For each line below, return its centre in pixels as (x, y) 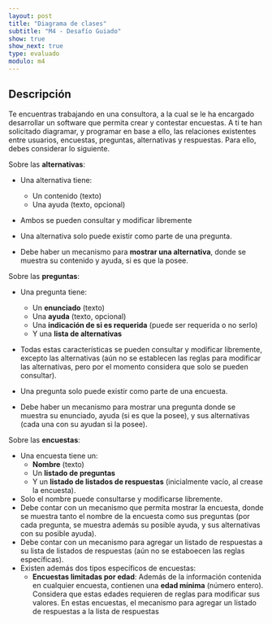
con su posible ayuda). (58, 533)
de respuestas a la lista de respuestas (96, 611)
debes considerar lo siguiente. (59, 148)
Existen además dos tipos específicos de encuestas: (108, 568)
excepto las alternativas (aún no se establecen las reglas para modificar (140, 358)
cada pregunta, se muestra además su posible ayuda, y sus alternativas (140, 525)
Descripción (40, 94)
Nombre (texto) (58, 464)
